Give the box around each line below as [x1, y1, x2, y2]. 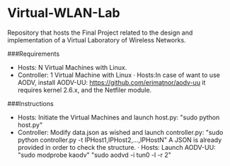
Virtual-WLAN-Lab [7, 5, 120, 21]
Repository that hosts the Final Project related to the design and [7, 28, 193, 37]
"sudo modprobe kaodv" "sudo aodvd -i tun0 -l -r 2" [17, 150, 171, 159]
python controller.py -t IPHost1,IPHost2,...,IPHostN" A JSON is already [17, 136, 222, 144]
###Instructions [7, 99, 54, 107]
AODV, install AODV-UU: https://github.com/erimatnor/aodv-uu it [17, 78, 206, 86]
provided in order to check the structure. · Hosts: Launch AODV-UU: [17, 143, 216, 151]
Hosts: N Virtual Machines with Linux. [17, 63, 127, 71]
